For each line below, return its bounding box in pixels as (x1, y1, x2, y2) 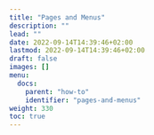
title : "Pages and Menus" (9, 12, 105, 22)
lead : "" (9, 29, 42, 38)
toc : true (9, 112, 46, 121)
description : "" (9, 21, 69, 30)
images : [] (9, 63, 50, 72)
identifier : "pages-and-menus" (25, 95, 142, 105)
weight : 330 (9, 104, 53, 113)
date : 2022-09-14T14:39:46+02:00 (9, 37, 134, 47)
